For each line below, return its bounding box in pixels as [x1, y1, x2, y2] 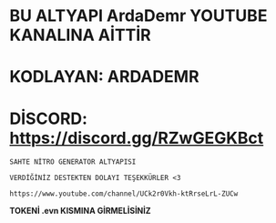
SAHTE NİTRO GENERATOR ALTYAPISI [9, 157, 137, 167]
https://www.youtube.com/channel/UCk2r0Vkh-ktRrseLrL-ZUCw [9, 189, 239, 198]
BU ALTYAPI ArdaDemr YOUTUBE [9, 5, 268, 26]
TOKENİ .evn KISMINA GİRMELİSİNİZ [9, 206, 151, 217]
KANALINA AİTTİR [9, 25, 152, 46]
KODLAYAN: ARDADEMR [9, 66, 199, 87]
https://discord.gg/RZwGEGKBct [9, 127, 264, 148]
